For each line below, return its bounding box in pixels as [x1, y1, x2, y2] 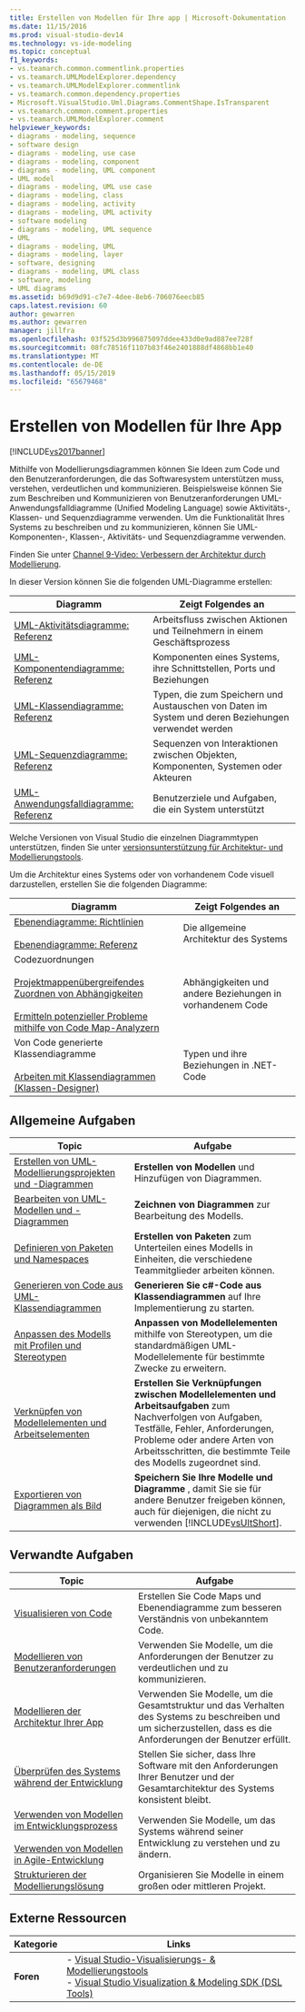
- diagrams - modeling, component [9, 156, 141, 166]
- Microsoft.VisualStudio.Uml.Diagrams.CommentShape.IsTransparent [9, 97, 271, 107]
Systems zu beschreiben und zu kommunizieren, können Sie [9, 522, 236, 533]
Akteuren [152, 771, 192, 784]
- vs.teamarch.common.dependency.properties [9, 89, 181, 98]
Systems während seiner [137, 1825, 244, 1837]
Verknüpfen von [14, 1405, 83, 1417]
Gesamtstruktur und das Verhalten [137, 1698, 285, 1711]
